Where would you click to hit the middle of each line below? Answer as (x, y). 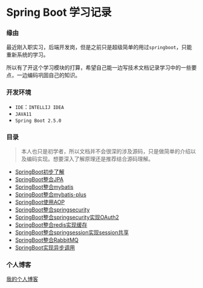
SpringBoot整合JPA (39, 179)
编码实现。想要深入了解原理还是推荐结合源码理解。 (90, 159)
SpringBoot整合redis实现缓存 (51, 225)
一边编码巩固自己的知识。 (48, 75)
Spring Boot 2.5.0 (38, 121)
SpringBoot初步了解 (40, 172)
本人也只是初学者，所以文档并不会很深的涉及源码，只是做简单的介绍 (106, 152)
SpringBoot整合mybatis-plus (50, 195)
